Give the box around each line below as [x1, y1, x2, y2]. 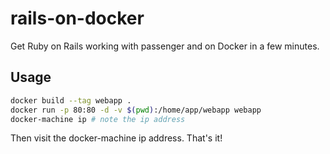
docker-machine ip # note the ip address [10, 114, 186, 124]
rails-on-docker [10, 7, 145, 30]
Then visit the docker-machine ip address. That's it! [10, 132, 223, 144]
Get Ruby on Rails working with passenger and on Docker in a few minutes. [10, 40, 320, 52]
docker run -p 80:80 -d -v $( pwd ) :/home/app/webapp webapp [10, 105, 262, 115]
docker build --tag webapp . [10, 95, 132, 106]
